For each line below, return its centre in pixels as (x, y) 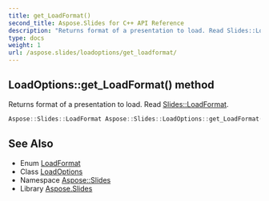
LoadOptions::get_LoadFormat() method (111, 85)
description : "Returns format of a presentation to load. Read (116, 30)
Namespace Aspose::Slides (65, 179)
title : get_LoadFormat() (50, 16)
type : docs (26, 38)
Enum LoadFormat (50, 163)
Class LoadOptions (51, 171)
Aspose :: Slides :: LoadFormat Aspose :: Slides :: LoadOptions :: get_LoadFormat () (137, 119)
